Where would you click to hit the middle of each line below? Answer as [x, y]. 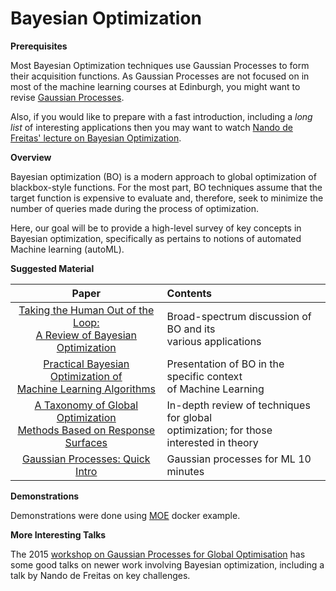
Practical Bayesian [86, 364]
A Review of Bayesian [86, 335]
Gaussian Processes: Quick [86, 459]
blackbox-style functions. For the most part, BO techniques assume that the [166, 187]
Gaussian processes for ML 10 [239, 459]
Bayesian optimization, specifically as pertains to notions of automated [156, 238]
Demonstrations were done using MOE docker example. [125, 515]
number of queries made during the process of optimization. [135, 208]
